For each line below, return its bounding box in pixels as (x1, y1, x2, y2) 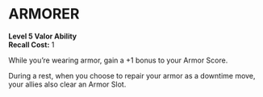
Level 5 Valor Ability (8, 31, 77, 41)
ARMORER (8, 5, 80, 23)
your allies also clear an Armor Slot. (8, 79, 127, 89)
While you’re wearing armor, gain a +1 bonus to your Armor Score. (8, 55, 228, 65)
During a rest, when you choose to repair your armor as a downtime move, (8, 71, 256, 80)
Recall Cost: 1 (8, 39, 55, 49)
